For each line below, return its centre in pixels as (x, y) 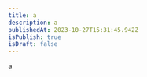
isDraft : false (33, 44)
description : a (33, 23)
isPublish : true (35, 37)
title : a (22, 15)
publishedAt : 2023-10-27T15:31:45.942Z (73, 30)
